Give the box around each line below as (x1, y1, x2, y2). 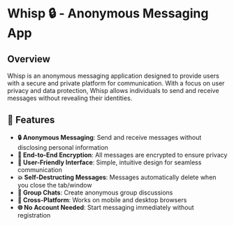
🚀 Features (7, 114, 55, 126)
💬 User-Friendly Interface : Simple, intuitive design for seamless (17, 158, 202, 167)
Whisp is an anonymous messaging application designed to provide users (7, 71, 220, 80)
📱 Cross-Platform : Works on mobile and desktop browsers (17, 195, 187, 204)
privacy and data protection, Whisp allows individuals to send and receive (7, 87, 219, 94)
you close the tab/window (17, 181, 92, 189)
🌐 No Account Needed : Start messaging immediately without (17, 203, 194, 211)
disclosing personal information (17, 143, 108, 151)
